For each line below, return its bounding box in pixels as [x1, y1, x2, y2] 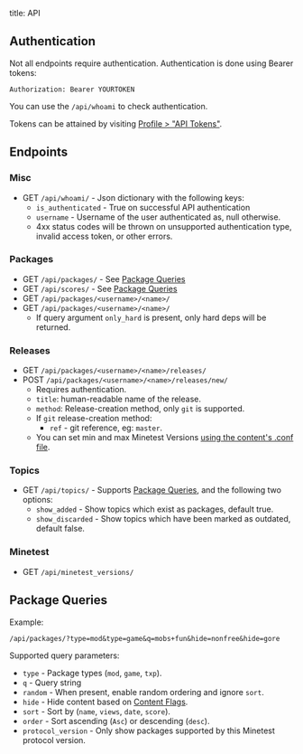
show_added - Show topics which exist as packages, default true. [35, 504, 274, 514]
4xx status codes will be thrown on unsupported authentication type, [35, 221, 292, 231]
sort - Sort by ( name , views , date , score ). [22, 705, 171, 717]
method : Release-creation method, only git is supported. [35, 403, 245, 414]
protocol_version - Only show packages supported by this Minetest [22, 725, 275, 736]
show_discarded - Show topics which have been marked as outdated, [35, 514, 291, 524]
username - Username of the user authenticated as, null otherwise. [35, 212, 281, 222]
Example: [9, 617, 44, 627]
